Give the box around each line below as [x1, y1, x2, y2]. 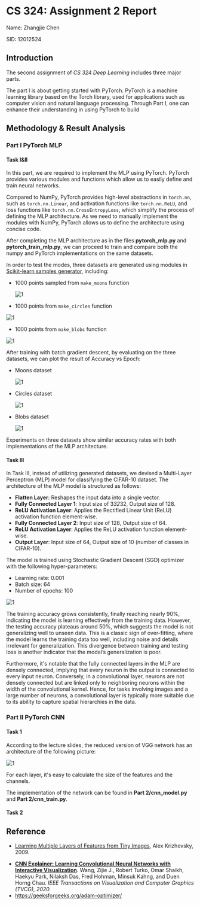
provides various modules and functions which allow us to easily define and [6, 175, 193, 183]
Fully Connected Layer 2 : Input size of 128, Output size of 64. [14, 520, 167, 527]
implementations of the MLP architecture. [6, 443, 109, 450]
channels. [6, 777, 30, 785]
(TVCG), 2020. [14, 886, 51, 892]
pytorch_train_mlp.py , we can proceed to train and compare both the [6, 244, 178, 251]
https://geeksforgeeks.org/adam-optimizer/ [14, 892, 122, 899]
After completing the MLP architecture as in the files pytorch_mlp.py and [6, 237, 187, 244]
